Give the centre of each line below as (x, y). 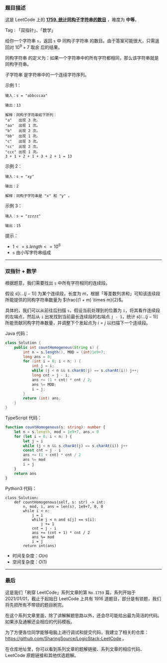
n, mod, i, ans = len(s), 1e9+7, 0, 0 (63, 507)
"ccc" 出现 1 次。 (23, 152)
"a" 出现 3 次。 (23, 120)
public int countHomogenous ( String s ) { (56, 347)
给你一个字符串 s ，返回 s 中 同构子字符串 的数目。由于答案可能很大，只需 (80, 41)
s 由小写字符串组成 (32, 252)
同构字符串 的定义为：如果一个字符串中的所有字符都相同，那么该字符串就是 (82, 58)
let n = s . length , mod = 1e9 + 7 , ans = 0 (56, 432)
